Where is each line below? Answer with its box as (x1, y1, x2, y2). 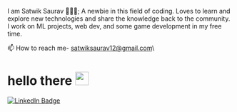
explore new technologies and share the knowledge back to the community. (7, 14, 231, 23)
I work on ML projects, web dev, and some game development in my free (7, 22, 222, 30)
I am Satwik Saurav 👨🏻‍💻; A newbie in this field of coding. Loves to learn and (7, 7, 231, 15)
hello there (7, 73, 73, 89)
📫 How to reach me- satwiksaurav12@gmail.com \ (7, 44, 155, 52)
